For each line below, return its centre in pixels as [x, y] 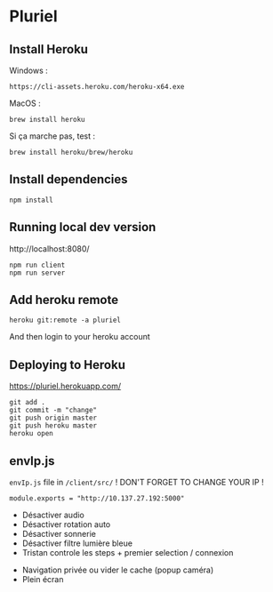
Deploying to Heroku [68, 365]
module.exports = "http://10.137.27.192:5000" [97, 499]
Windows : [28, 70]
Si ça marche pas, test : [52, 136]
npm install [31, 200]
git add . [28, 403]
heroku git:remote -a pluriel [65, 320]
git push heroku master [53, 426]
